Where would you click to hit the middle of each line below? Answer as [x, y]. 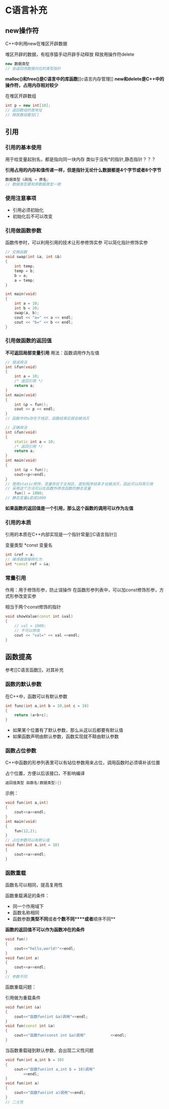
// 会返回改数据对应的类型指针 [33, 69]
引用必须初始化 [28, 210]
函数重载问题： [21, 987]
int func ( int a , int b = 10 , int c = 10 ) [47, 706]
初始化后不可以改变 [33, 216]
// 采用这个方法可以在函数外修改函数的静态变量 [48, 489]
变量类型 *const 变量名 [29, 545]
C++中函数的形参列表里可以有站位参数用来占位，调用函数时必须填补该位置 [83, 763]
